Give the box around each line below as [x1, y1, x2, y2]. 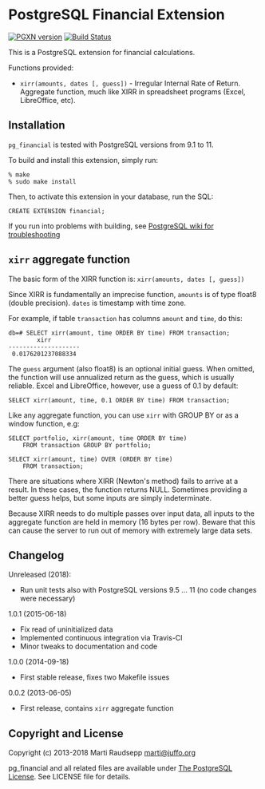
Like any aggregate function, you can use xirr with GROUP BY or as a [8, 410, 239, 420]
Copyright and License [8, 727, 124, 740]
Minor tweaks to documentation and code [19, 641, 158, 652]
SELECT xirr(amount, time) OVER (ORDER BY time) [8, 455, 173, 463]
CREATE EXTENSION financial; [8, 207, 105, 215]
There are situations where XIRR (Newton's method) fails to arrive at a [8, 476, 239, 486]
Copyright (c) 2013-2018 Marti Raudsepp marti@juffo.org [8, 748, 196, 758]
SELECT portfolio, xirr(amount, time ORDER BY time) [8, 434, 188, 442]
